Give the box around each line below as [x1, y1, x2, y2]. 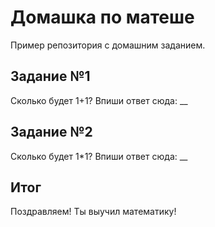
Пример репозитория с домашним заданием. [10, 39, 206, 51]
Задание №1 [10, 68, 91, 85]
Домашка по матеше [10, 6, 195, 29]
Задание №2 [10, 124, 93, 141]
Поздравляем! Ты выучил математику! [10, 206, 177, 218]
